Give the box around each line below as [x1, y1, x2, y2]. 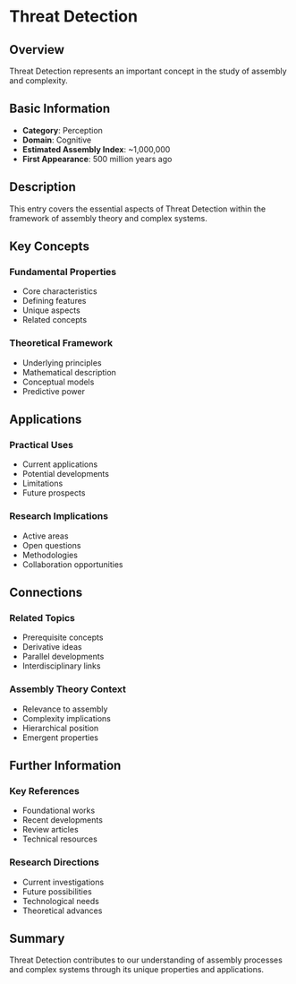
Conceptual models [21, 376, 95, 387]
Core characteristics [21, 286, 97, 297]
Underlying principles [21, 357, 102, 368]
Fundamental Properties [9, 265, 117, 278]
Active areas [21, 531, 69, 541]
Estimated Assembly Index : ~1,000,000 [21, 143, 171, 154]
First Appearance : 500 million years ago [21, 153, 173, 164]
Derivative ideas [21, 642, 82, 652]
